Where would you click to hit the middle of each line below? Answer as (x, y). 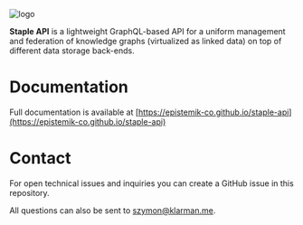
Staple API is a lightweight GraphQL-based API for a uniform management (148, 31)
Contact (40, 159)
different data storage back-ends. (72, 51)
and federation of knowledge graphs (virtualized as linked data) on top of (146, 41)
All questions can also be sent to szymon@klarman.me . (113, 210)
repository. (29, 192)
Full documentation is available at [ (74, 112)
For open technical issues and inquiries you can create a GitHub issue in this (151, 183)
